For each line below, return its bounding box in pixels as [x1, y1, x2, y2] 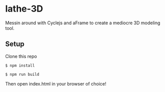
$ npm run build [5, 72, 39, 77]
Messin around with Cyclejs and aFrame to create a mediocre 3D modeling [5, 20, 160, 26]
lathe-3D [5, 3, 43, 15]
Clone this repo [5, 53, 37, 59]
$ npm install [5, 63, 35, 68]
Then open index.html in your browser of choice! [5, 80, 107, 86]
